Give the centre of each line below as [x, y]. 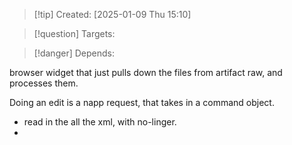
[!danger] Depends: [74, 53]
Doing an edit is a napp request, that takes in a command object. [142, 102]
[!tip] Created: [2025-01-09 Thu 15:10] [112, 14]
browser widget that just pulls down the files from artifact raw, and [146, 72]
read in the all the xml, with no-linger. [100, 122]
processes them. [44, 83]
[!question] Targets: [74, 33]
